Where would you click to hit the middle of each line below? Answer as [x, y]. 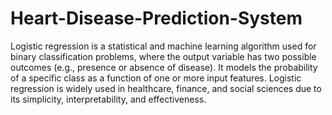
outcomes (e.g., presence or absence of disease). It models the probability [164, 67]
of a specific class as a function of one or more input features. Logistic [156, 78]
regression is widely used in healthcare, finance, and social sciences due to [166, 88]
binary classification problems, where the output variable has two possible [163, 56]
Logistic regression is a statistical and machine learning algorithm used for [163, 46]
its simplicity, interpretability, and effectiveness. [108, 99]
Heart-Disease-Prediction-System [156, 18]
